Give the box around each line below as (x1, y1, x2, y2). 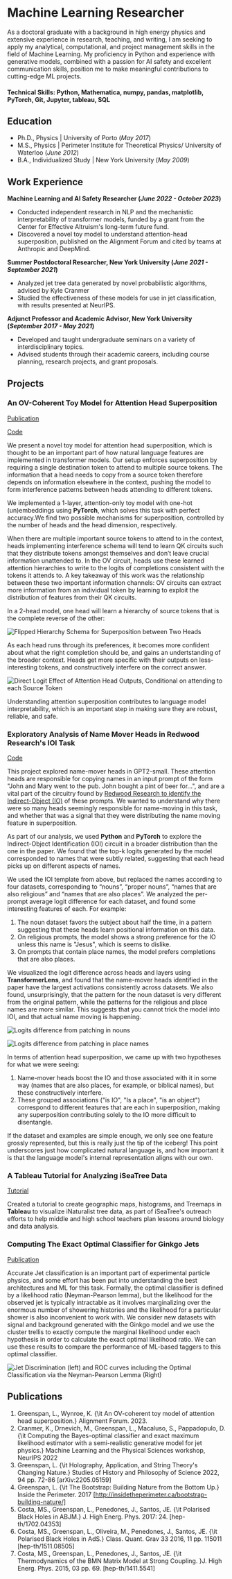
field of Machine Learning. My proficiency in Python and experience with (7, 50, 215, 58)
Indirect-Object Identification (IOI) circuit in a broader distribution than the (7, 839, 218, 848)
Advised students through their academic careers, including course (17, 350, 210, 359)
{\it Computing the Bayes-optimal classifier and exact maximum (17, 1431, 199, 1440)
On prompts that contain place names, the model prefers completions (17, 948, 216, 956)
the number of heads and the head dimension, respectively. (7, 520, 177, 529)
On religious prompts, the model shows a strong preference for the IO (17, 933, 216, 941)
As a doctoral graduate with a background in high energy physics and (7, 28, 206, 36)
